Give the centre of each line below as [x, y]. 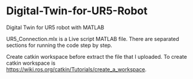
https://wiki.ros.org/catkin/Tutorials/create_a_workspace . [76, 69]
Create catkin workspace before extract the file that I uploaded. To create [96, 56]
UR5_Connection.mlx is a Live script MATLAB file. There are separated [93, 39]
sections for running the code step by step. [59, 45]
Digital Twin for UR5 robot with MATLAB [55, 27]
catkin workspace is [31, 63]
